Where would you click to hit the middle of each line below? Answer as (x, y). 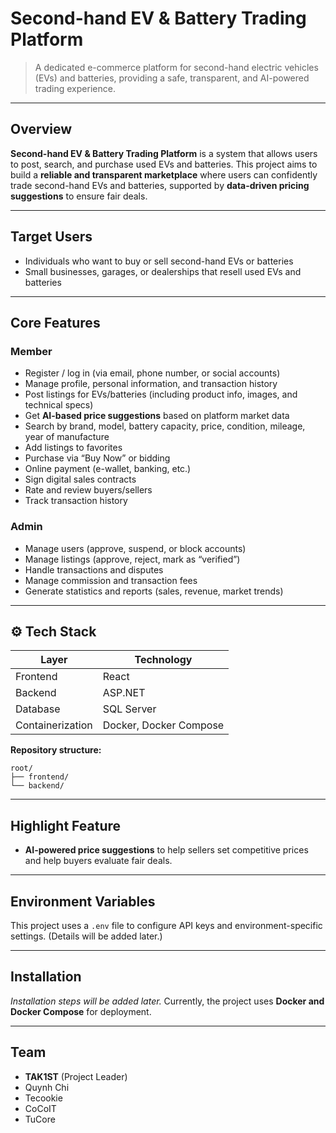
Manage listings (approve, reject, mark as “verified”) (132, 559)
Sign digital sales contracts (80, 479)
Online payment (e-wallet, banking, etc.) (108, 469)
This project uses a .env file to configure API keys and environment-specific (166, 925)
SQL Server (129, 709)
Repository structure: (56, 750)
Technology (163, 660)
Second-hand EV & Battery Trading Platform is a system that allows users (164, 153)
